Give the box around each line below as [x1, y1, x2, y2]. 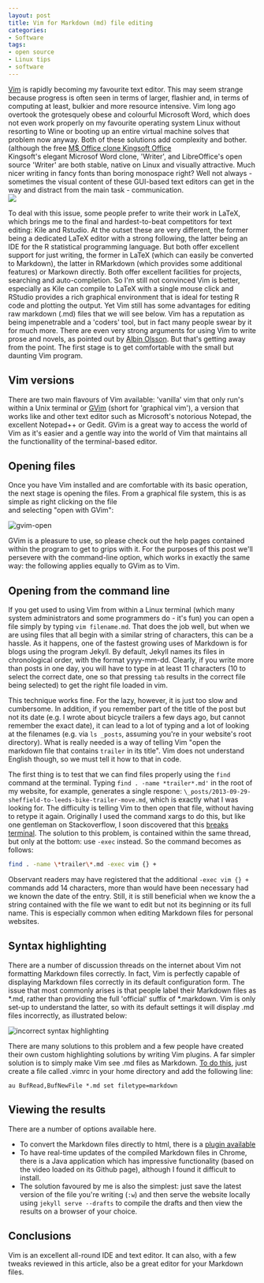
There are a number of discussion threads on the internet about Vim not [8, 960, 242, 970]
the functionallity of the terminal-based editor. [8, 436, 158, 446]
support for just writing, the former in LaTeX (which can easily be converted [8, 250, 254, 260]
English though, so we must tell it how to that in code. [8, 754, 182, 764]
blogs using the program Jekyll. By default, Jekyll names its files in [8, 647, 225, 656]
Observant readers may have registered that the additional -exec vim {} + [8, 875, 250, 885]
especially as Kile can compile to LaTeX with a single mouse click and [8, 283, 234, 293]
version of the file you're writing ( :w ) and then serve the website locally [19, 1189, 251, 1199]
